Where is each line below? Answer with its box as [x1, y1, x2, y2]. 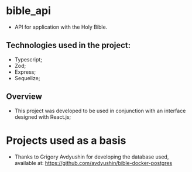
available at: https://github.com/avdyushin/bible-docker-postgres [14, 159, 173, 166]
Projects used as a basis [6, 133, 126, 147]
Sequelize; [14, 74, 40, 81]
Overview [6, 92, 43, 102]
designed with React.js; [14, 113, 71, 121]
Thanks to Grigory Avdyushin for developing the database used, [14, 153, 169, 160]
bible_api [6, 4, 51, 18]
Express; [14, 68, 36, 75]
